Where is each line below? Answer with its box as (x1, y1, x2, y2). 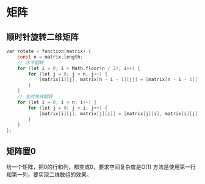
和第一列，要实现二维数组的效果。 (6, 171, 92, 178)
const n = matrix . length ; (17, 54, 84, 60)
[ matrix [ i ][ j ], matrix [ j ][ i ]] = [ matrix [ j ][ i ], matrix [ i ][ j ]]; (38, 110, 203, 116)
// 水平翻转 (17, 59, 44, 66)
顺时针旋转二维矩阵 (6, 32, 79, 42)
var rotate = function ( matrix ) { (6, 48, 92, 54)
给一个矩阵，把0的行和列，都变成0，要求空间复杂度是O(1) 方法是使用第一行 (6, 163, 196, 171)
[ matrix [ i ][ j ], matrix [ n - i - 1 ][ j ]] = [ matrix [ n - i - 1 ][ (38, 77, 198, 83)
